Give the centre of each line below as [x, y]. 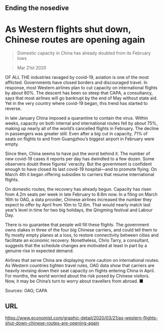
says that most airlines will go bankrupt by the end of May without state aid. [81, 98]
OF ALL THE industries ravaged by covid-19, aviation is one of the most [77, 77]
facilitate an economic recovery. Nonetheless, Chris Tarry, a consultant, [77, 240]
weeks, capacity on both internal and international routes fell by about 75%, [82, 123]
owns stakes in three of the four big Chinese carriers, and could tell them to [81, 230]
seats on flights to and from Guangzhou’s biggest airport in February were [80, 139]
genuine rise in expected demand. [40, 251]
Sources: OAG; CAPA [26, 291]
